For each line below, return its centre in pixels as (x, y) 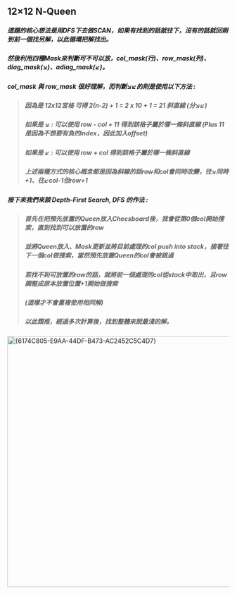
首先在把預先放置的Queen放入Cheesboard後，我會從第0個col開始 (121, 219)
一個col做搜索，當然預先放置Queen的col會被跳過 (102, 255)
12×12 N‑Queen (42, 12)
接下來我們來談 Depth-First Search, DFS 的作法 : (78, 200)
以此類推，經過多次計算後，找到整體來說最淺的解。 (98, 322)
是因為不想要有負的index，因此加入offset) (86, 133)
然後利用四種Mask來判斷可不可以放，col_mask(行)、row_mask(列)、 (109, 59)
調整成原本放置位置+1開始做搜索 (71, 283)
